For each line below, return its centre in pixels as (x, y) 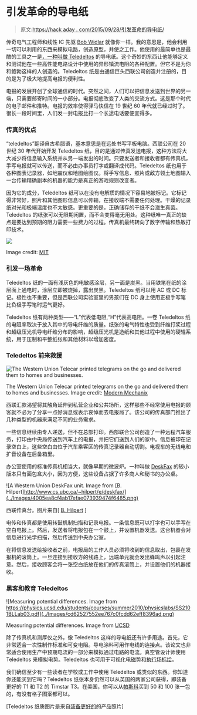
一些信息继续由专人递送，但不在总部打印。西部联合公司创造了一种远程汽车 (96, 431)
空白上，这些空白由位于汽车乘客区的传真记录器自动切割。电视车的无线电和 (101, 446)
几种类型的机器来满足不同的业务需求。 (52, 419)
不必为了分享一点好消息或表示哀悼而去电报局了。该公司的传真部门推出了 (103, 412)
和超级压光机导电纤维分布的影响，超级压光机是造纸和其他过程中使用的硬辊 (96, 332)
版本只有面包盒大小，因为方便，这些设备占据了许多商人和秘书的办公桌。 (93, 474)
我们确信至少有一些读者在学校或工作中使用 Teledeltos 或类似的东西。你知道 (97, 672)
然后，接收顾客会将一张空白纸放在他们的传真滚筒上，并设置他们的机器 (101, 564)
